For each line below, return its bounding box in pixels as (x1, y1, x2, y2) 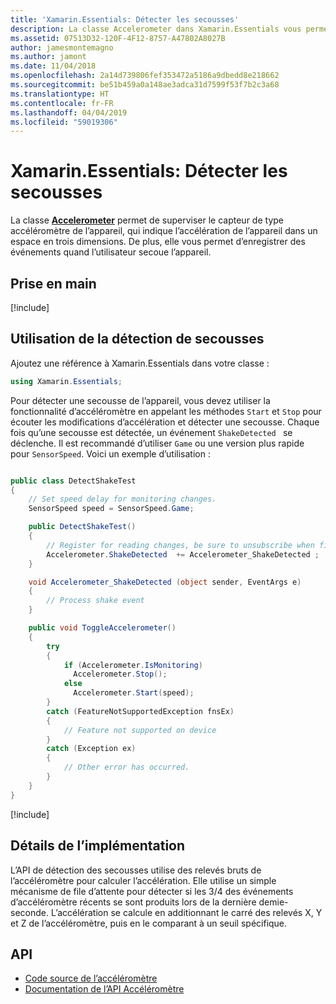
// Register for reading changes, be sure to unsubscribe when (46, 540, 315, 550)
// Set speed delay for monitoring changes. (28, 494, 217, 505)
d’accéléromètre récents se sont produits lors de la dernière (10, 896, 257, 908)
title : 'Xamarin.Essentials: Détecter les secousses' (10, 14, 240, 25)
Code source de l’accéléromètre (24, 972, 158, 985)
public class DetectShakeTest (10, 476, 137, 486)
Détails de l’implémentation (10, 837, 186, 855)
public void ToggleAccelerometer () (28, 623, 177, 633)
